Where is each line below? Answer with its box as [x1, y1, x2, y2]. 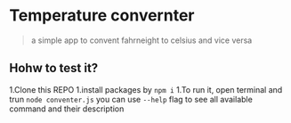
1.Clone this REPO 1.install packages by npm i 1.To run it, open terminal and [9, 84, 283, 94]
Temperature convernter [9, 5, 195, 26]
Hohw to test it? [9, 61, 99, 76]
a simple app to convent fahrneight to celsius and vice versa [30, 35, 253, 45]
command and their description [9, 103, 125, 114]
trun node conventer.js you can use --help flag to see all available [9, 94, 254, 104]
